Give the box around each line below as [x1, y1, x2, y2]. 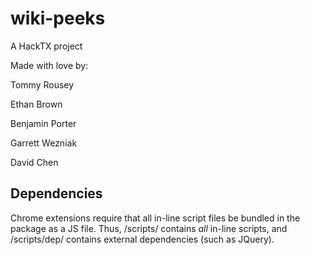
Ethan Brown [10, 98, 63, 110]
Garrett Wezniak [10, 137, 78, 149]
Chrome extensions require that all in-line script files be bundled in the [10, 212, 301, 224]
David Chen [10, 156, 59, 168]
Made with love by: [10, 59, 89, 71]
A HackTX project [10, 40, 83, 52]
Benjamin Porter [10, 117, 77, 129]
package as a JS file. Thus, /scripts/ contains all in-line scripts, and [10, 222, 288, 234]
